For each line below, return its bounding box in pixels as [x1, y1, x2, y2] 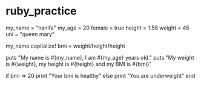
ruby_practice [5, 4, 77, 18]
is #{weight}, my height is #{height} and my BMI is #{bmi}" [5, 60, 152, 68]
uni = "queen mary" [5, 30, 55, 37]
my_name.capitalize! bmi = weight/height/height [5, 42, 125, 49]
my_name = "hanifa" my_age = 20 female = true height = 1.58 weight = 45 [5, 24, 189, 31]
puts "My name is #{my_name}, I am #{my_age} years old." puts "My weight [5, 54, 194, 61]
